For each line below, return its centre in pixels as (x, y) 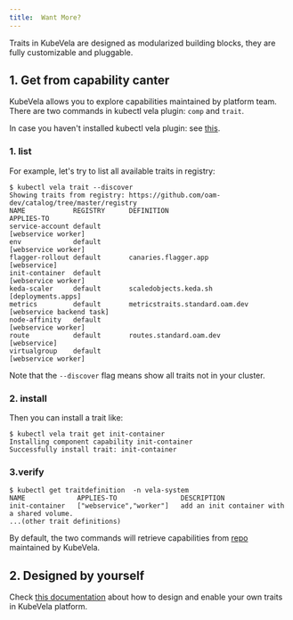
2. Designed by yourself (77, 575)
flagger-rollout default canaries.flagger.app (109, 257)
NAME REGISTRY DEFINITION (89, 210)
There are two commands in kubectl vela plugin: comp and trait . (127, 111)
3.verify (27, 471)
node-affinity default (55, 320)
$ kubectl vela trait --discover (71, 187)
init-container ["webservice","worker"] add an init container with (147, 506)
